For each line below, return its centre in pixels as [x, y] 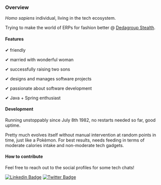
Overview [17, 7]
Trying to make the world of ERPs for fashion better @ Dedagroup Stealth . [80, 28]
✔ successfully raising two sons [38, 69]
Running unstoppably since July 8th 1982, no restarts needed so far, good [80, 120]
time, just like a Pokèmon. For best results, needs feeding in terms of [75, 140]
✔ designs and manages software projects [48, 78]
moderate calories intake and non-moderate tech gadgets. [65, 145]
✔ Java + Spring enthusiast [33, 98]
